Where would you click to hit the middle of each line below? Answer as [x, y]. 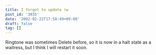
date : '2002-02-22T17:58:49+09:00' [43, 19]
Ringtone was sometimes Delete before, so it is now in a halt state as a [78, 42]
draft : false [19, 24]
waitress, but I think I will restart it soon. [47, 48]
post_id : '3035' [22, 14]
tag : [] [13, 28]
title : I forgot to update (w [37, 10]
